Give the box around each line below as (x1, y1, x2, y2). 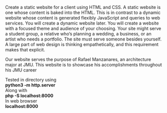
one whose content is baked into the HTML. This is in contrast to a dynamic (5, 9, 161, 15)
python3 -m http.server (5, 82, 56, 88)
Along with (5, 87, 27, 93)
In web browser (5, 98, 37, 104)
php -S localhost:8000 (5, 92, 53, 98)
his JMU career (5, 67, 37, 73)
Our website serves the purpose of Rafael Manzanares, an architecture (5, 56, 151, 62)
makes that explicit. (5, 47, 45, 52)
